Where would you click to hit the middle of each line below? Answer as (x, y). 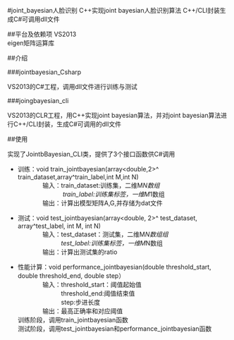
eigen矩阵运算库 (31, 43)
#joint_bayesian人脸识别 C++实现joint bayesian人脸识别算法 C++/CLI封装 (114, 10)
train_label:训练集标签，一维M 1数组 (113, 194)
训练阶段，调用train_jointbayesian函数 (73, 320)
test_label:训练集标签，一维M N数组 (112, 243)
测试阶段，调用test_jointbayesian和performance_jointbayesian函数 (115, 329)
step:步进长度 (81, 302)
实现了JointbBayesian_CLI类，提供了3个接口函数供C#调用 (91, 154)
